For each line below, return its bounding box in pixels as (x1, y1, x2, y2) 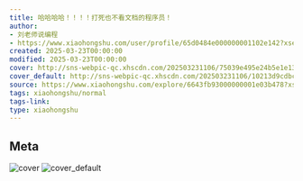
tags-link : (9, 96, 50, 106)
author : (9, 22, 39, 31)
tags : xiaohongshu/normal (9, 88, 106, 97)
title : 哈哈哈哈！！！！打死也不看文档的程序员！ (9, 13, 172, 23)
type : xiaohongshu (9, 105, 78, 114)
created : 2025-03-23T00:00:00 (9, 47, 124, 56)
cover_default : (9, 72, 67, 81)
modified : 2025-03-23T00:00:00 (9, 55, 127, 64)
